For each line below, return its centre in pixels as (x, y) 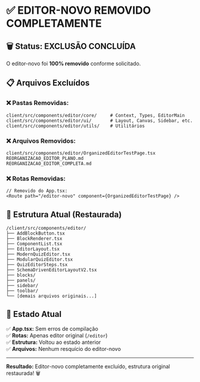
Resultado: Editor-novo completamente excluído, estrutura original (88, 366)
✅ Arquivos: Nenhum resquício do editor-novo (63, 349)
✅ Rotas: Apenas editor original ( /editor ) (57, 335)
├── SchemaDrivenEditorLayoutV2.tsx (51, 270)
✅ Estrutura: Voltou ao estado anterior (54, 342)
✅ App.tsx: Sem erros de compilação (52, 328)
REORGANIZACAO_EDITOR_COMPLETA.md (49, 164)
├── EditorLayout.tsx (33, 249)
